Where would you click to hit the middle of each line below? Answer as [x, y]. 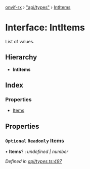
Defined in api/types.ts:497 [34, 161]
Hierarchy [21, 57]
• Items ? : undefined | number [37, 152]
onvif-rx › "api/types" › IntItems [38, 7]
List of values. [20, 41]
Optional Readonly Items [35, 140]
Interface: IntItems [45, 28]
